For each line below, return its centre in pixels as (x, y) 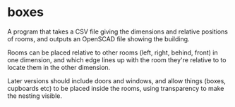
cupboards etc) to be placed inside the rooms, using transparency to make (116, 88)
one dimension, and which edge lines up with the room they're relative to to (117, 59)
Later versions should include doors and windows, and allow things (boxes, (116, 80)
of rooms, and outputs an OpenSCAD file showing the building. (98, 38)
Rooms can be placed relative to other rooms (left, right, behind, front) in (113, 52)
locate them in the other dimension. (59, 67)
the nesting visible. (35, 96)
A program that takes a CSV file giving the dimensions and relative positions (117, 31)
